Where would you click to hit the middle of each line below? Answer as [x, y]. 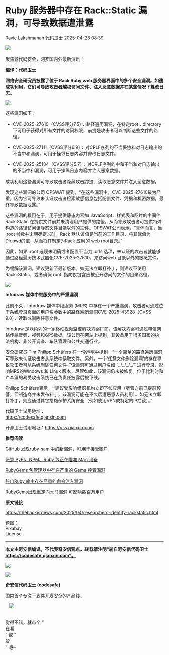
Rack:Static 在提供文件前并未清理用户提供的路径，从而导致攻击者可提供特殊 [83, 221]
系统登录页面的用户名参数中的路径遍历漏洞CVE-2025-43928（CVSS [80, 312]
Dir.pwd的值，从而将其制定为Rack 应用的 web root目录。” [64, 241]
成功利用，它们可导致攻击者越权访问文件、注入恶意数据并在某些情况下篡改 [82, 87]
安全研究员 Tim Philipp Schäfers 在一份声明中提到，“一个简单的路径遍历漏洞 [84, 352]
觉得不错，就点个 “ [25, 622]
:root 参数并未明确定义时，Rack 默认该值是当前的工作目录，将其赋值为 [78, 234]
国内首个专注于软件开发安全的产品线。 [45, 596]
